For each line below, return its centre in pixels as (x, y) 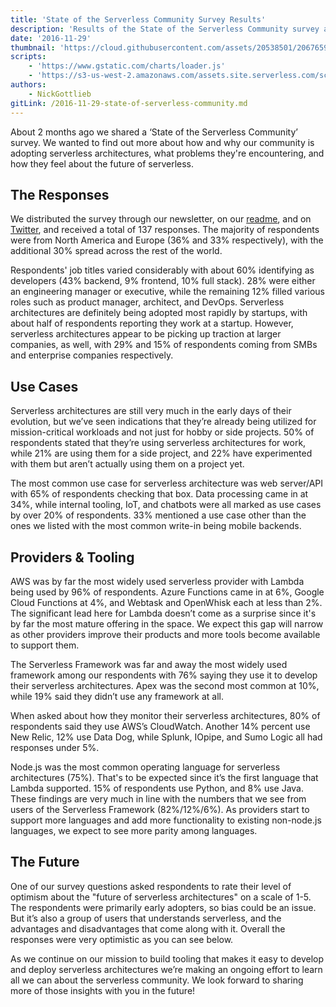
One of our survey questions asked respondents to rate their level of (151, 886)
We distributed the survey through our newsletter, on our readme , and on (161, 219)
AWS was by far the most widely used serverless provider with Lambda (157, 581)
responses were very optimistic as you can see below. (122, 939)
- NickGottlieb (60, 94)
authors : (28, 85)
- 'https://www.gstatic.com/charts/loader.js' (127, 66)
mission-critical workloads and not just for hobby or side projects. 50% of (162, 432)
